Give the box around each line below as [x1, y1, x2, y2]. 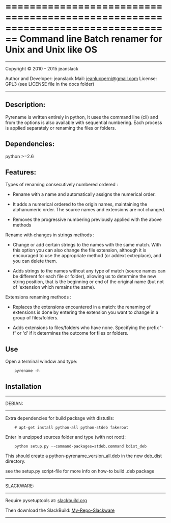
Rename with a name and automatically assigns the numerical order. [12, 191, 156, 197]
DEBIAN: [5, 401, 23, 406]
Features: [5, 168, 37, 177]
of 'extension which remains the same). [12, 284, 96, 290]
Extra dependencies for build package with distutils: [5, 415, 115, 421]
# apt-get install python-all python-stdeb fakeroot [14, 425, 129, 430]
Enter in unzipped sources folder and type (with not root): [5, 434, 126, 440]
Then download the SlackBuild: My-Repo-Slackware [5, 507, 115, 513]
